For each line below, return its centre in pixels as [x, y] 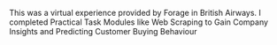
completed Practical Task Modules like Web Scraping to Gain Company [138, 22]
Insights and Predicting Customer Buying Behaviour [103, 31]
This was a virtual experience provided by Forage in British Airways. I [135, 13]
